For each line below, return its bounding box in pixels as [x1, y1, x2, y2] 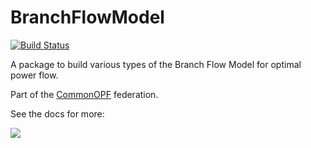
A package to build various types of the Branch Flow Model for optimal [10, 58, 302, 70]
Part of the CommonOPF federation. [10, 88, 159, 100]
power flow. [10, 69, 59, 81]
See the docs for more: [10, 107, 105, 120]
